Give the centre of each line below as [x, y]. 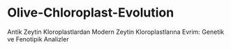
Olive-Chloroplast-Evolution [91, 13]
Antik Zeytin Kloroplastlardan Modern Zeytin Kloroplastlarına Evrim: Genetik [116, 32]
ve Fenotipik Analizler [38, 39]
